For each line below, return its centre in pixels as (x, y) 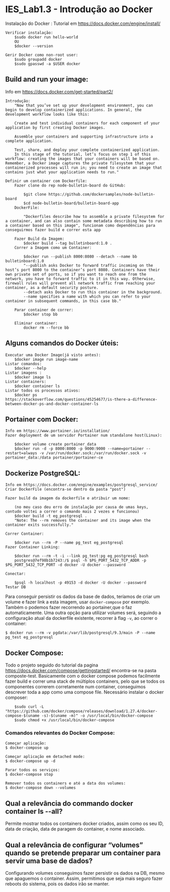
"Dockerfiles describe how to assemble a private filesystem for (94, 216)
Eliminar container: (36, 323)
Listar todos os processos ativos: (43, 390)
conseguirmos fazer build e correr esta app (53, 230)
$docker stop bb (41, 314)
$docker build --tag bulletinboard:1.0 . (68, 243)
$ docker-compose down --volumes (41, 788)
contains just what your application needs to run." (62, 172)
